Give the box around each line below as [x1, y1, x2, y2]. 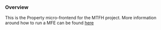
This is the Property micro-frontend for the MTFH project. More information [5, 15, 157, 21]
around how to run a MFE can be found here [5, 20, 94, 26]
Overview [5, 4, 29, 11]
